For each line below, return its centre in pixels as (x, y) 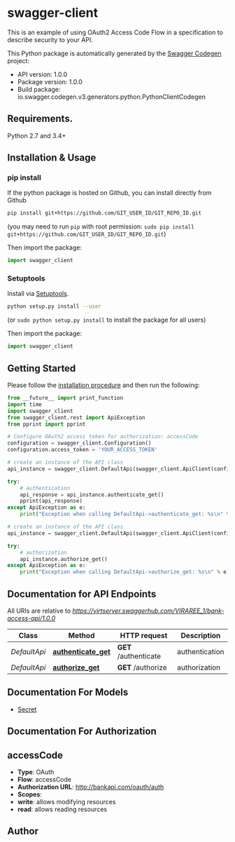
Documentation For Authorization (82, 732)
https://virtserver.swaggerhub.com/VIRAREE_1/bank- (148, 611)
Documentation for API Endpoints (82, 594)
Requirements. (40, 119)
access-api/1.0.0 (31, 618)
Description (201, 635)
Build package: (39, 89)
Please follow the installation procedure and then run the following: (104, 385)
